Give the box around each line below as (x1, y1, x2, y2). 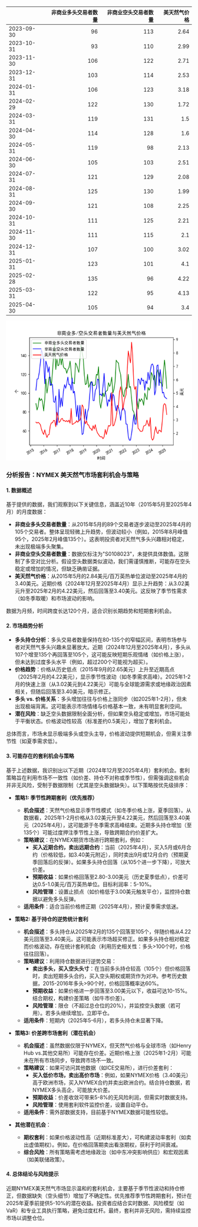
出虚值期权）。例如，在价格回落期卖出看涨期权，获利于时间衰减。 (23, 1141, 181, 1148)
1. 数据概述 (6, 487, 32, 494)
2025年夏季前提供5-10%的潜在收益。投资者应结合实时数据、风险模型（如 (6, 1199, 184, 1206)
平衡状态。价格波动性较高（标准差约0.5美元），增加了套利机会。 (19, 717, 175, 725)
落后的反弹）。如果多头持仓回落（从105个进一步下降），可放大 (42, 858, 191, 865)
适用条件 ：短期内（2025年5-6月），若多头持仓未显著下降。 (23, 1016, 167, 1024)
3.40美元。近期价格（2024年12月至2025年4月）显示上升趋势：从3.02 (14, 580, 184, 587)
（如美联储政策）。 (23, 1155, 68, 1163)
